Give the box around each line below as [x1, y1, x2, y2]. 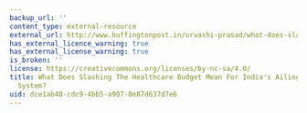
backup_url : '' [9, 13, 68, 23]
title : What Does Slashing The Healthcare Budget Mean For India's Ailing [9, 73, 301, 82]
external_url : [9, 30, 64, 39]
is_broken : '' [9, 56, 64, 65]
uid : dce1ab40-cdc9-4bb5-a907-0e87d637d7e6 [9, 89, 178, 98]
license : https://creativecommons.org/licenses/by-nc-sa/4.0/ [9, 65, 251, 74]
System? [17, 81, 48, 90]
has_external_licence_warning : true [9, 38, 149, 48]
